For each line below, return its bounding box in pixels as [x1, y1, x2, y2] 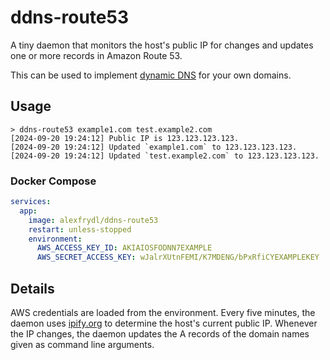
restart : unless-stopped [28, 224, 132, 235]
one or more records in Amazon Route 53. [10, 49, 183, 61]
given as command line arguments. [10, 338, 155, 350]
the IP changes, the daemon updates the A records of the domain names [10, 327, 310, 340]
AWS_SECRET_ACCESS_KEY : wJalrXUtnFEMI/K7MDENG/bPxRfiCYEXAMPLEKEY [36, 252, 320, 263]
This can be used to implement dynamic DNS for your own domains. [10, 69, 292, 81]
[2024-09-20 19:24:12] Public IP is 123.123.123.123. [10, 133, 240, 143]
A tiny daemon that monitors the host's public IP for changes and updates [10, 39, 314, 51]
